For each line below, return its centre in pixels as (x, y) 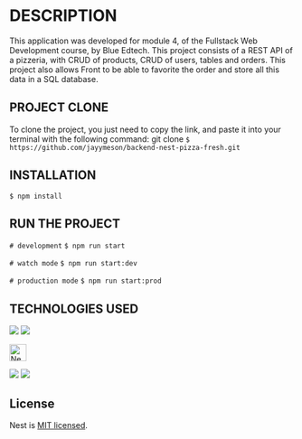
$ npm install (36, 196)
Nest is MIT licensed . (49, 425)
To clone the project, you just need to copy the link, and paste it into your (146, 129)
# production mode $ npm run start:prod (85, 281)
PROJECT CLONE (59, 108)
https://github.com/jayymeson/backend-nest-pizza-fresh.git (125, 147)
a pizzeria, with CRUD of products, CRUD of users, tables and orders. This (148, 60)
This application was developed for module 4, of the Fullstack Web (133, 41)
